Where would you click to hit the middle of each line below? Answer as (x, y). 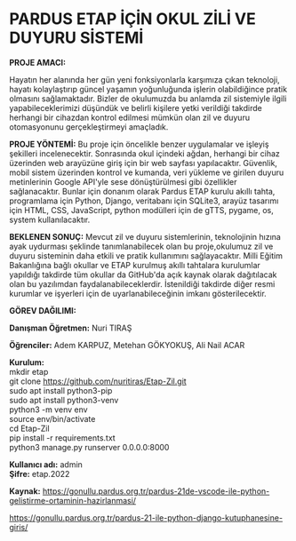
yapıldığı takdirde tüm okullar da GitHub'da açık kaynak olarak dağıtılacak (143, 274)
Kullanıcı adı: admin (46, 464)
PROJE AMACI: (38, 62)
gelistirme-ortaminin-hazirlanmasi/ (72, 500)
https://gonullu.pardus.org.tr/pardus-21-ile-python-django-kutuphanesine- (146, 517)
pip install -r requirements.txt (62, 438)
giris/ (19, 527)
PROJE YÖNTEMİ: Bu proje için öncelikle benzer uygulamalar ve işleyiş (139, 144)
